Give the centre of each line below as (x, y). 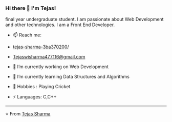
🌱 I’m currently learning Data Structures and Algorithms (71, 77)
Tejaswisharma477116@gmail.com (49, 57)
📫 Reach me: (27, 35)
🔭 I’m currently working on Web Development (61, 67)
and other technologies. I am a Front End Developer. (60, 25)
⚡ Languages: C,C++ (35, 97)
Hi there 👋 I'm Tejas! (31, 8)
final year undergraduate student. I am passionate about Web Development (84, 19)
